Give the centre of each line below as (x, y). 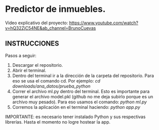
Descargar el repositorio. (38, 65)
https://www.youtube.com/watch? (103, 23)
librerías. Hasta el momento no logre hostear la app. (58, 122)
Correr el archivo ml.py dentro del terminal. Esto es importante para (81, 91)
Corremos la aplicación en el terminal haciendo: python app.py (76, 107)
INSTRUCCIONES (32, 44)
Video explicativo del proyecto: (37, 23)
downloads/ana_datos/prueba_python (51, 86)
